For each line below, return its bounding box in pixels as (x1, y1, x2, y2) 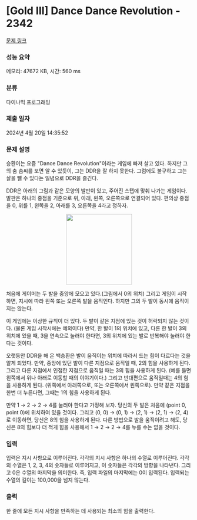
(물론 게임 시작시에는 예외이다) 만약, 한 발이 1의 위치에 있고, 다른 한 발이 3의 (14, 325, 187, 332)
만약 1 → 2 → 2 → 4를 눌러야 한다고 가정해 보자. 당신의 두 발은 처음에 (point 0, (6, 401, 186, 408)
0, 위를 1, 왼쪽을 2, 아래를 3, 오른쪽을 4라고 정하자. (12, 202, 128, 209)
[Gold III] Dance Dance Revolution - (6, 4, 181, 18)
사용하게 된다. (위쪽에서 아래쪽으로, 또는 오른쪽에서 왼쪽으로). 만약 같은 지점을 (12, 382, 190, 389)
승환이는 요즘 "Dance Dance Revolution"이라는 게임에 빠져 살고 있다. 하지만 (6, 160, 182, 167)
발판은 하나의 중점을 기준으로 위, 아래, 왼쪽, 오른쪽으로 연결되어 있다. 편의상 (6, 195, 178, 202)
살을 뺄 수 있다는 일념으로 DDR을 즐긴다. (6, 175, 99, 182)
